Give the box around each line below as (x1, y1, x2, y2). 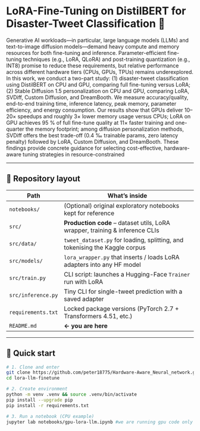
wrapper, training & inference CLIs (63, 226, 160, 234)
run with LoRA (63, 278, 104, 286)
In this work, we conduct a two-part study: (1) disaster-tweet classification (6, 75, 189, 82)
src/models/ (9, 257, 43, 264)
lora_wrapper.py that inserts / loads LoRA (63, 253, 180, 261)
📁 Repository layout (6, 174, 80, 184)
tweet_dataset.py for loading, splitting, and (63, 236, 184, 244)
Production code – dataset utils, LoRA (63, 218, 171, 227)
